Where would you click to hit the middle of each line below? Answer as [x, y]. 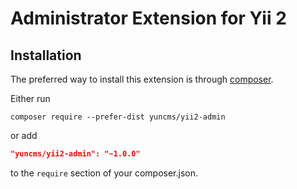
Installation [46, 55]
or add [24, 135]
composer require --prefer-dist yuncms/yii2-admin [118, 117]
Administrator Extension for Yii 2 [148, 18]
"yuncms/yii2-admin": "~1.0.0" [75, 154]
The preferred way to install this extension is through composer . [142, 79]
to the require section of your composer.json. [104, 173]
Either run [30, 98]
